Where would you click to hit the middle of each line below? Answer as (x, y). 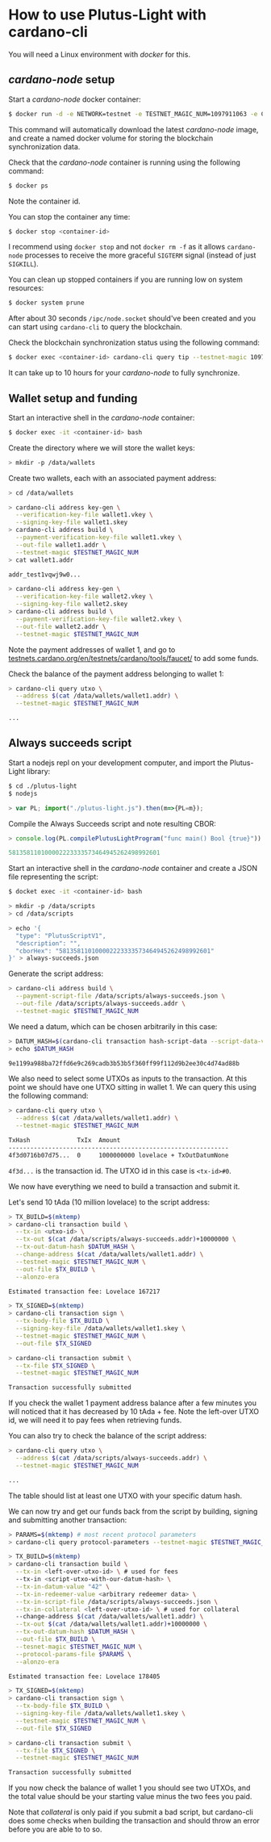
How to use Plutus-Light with (108, 15)
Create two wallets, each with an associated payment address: (113, 478)
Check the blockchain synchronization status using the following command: (134, 343)
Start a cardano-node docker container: (75, 99)
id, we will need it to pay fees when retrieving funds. (95, 1420)
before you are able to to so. (55, 1829)
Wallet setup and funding (73, 398)
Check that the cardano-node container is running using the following (124, 162)
